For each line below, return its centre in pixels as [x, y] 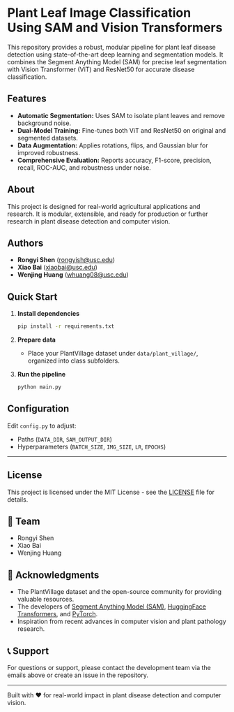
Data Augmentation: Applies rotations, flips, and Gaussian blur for [112, 145]
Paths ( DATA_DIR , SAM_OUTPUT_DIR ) [65, 439]
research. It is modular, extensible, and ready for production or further [108, 214]
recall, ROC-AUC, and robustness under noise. [84, 167]
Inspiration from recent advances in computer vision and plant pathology [122, 622]
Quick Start [32, 297]
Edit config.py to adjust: [42, 426]
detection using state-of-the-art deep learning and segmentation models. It [115, 55]
